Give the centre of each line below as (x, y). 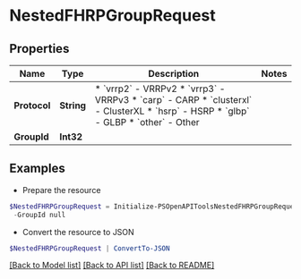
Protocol (32, 106)
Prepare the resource (61, 190)
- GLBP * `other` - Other (147, 122)
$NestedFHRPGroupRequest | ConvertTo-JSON (90, 248)
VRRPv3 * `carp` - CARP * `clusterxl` (173, 100)
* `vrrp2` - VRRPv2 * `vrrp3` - (160, 89)
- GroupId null (39, 215)
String (73, 106)
